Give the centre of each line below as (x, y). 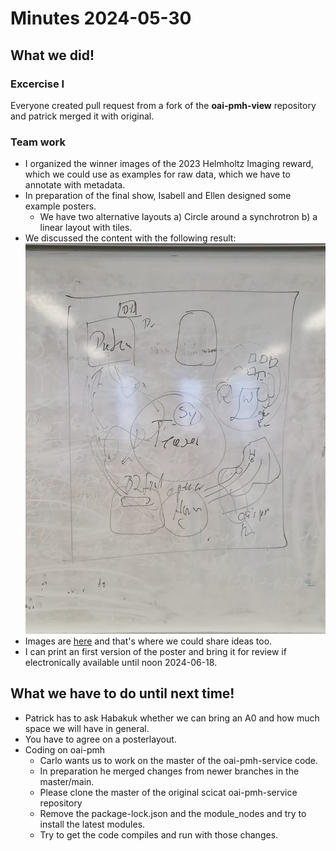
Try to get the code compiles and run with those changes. (159, 834)
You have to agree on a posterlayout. (100, 739)
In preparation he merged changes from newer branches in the (169, 771)
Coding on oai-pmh (65, 749)
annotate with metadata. (75, 185)
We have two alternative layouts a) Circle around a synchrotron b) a (178, 217)
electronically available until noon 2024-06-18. (121, 662)
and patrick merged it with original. (82, 116)
